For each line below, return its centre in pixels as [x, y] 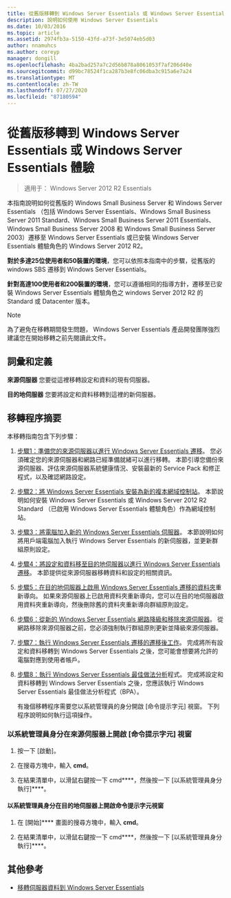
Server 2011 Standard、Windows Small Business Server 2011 [93, 220]
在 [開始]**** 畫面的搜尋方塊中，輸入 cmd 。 [79, 823]
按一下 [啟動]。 [38, 750]
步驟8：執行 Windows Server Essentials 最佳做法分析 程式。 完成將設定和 [120, 674]
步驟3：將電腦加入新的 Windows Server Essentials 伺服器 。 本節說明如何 [120, 531]
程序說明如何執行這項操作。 [56, 714]
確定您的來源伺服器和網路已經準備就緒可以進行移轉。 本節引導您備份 [120, 459]
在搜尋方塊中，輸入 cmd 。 [55, 765]
